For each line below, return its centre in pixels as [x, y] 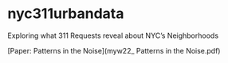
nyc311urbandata [66, 14]
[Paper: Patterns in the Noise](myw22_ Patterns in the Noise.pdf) [114, 50]
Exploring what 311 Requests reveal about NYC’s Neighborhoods [113, 35]
